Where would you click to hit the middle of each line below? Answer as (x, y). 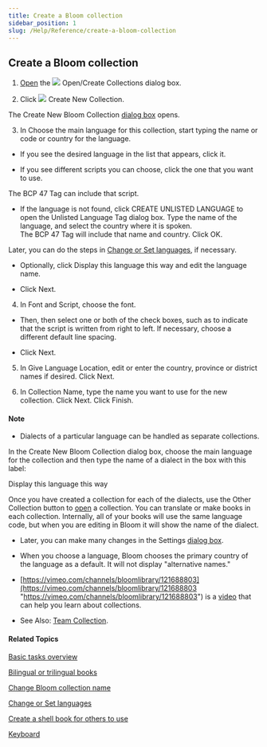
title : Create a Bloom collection (66, 16)
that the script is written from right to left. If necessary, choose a (126, 328)
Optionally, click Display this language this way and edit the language (133, 265)
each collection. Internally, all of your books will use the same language (126, 517)
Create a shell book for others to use (69, 718)
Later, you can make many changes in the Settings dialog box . (122, 541)
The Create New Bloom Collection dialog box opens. (94, 115)
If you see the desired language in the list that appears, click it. (123, 154)
